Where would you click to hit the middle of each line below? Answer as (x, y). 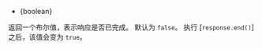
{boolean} (36, 11)
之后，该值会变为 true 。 (47, 37)
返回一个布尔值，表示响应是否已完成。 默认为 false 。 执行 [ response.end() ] (131, 27)
